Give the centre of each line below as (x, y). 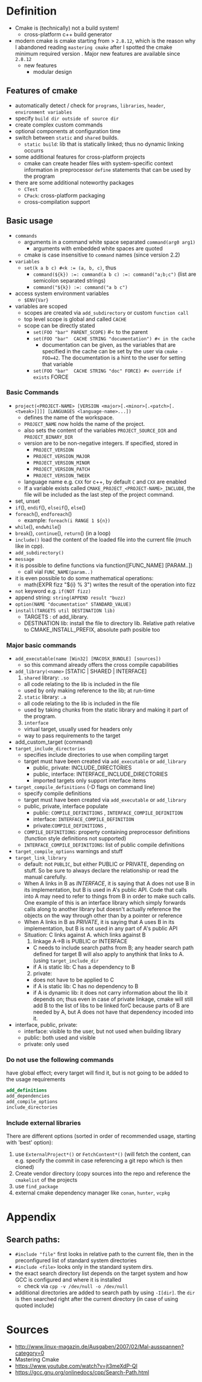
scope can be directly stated (59, 326)
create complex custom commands (59, 125)
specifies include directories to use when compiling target (96, 755)
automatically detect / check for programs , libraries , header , (90, 105)
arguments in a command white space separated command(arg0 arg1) (110, 242)
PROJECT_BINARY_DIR (49, 437)
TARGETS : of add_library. (56, 617)
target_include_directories (50, 749)
